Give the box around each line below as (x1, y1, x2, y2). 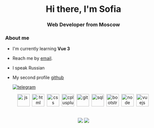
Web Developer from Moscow (47, 21, 120, 28)
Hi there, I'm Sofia (45, 3, 122, 15)
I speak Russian (12, 65, 45, 71)
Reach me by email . (12, 56, 53, 62)
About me (5, 35, 30, 42)
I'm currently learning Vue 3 (12, 46, 71, 52)
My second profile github (12, 74, 64, 80)
